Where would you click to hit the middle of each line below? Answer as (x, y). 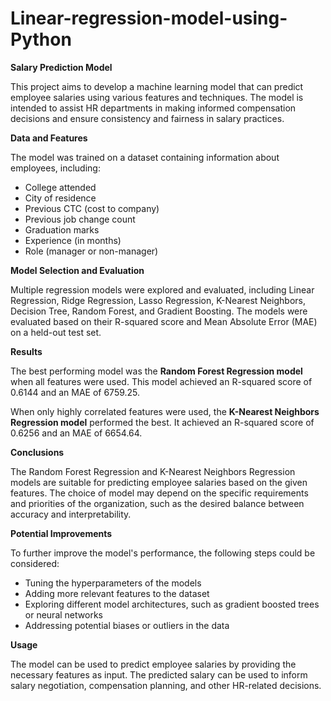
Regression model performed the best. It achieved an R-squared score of (162, 422)
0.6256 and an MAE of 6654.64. (76, 433)
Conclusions (37, 452)
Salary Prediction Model (61, 67)
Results (26, 351)
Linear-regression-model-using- (149, 18)
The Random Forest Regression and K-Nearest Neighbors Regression (153, 471)
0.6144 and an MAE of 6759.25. (75, 392)
